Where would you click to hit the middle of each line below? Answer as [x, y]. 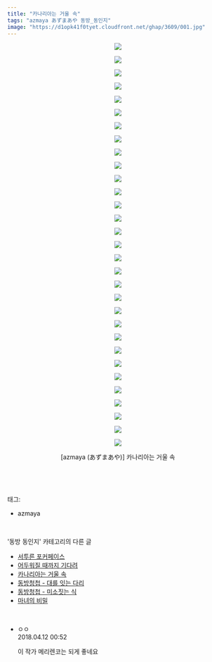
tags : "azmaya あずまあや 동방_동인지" [59, 20]
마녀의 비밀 [33, 601]
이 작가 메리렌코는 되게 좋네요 [58, 651]
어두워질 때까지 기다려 [48, 566]
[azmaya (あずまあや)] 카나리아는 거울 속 [118, 457]
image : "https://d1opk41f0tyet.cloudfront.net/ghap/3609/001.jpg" [106, 27]
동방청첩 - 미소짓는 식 [47, 592]
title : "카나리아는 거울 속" [44, 14]
